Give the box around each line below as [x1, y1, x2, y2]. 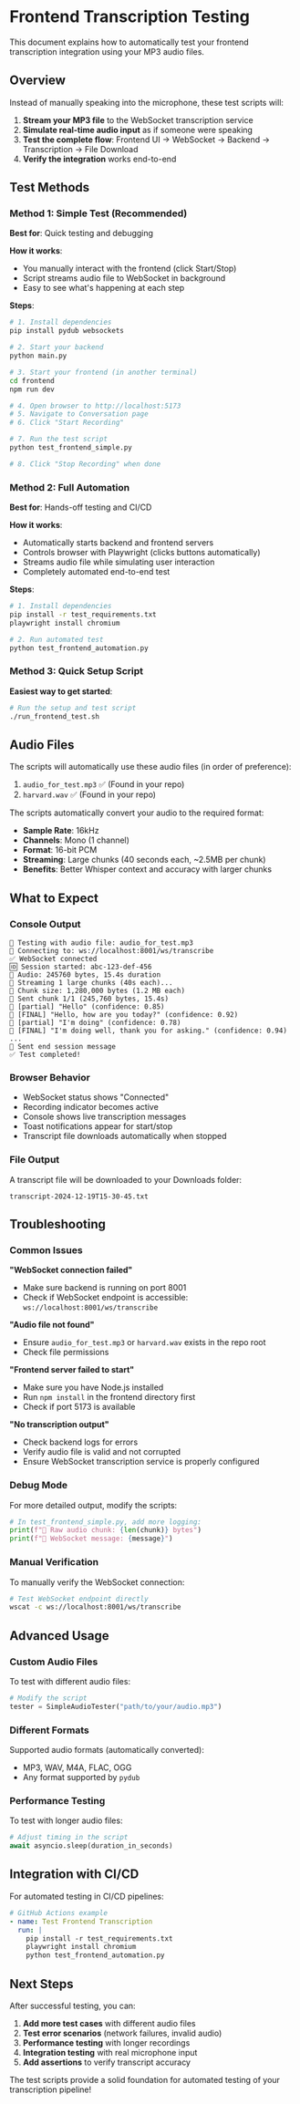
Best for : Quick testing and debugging [9, 228, 153, 239]
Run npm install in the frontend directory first [22, 1392, 196, 1403]
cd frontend [9, 376, 55, 385]
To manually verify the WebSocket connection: [9, 1576, 185, 1588]
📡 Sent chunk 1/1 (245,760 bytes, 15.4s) [9, 994, 170, 1004]
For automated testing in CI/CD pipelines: [9, 1891, 164, 1902]
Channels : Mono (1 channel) [22, 834, 130, 845]
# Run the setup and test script [9, 703, 137, 712]
